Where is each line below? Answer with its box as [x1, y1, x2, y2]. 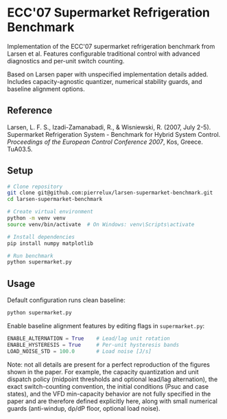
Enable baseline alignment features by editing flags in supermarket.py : [7, 322, 205, 330]
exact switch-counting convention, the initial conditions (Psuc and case [7, 382, 209, 390]
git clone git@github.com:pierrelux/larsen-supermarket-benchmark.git [7, 189, 213, 197]
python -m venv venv [7, 215, 67, 222]
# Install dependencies [7, 233, 75, 240]
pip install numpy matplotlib [7, 239, 94, 247]
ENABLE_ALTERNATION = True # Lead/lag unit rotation [7, 335, 170, 342]
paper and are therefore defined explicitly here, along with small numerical [7, 397, 218, 405]
